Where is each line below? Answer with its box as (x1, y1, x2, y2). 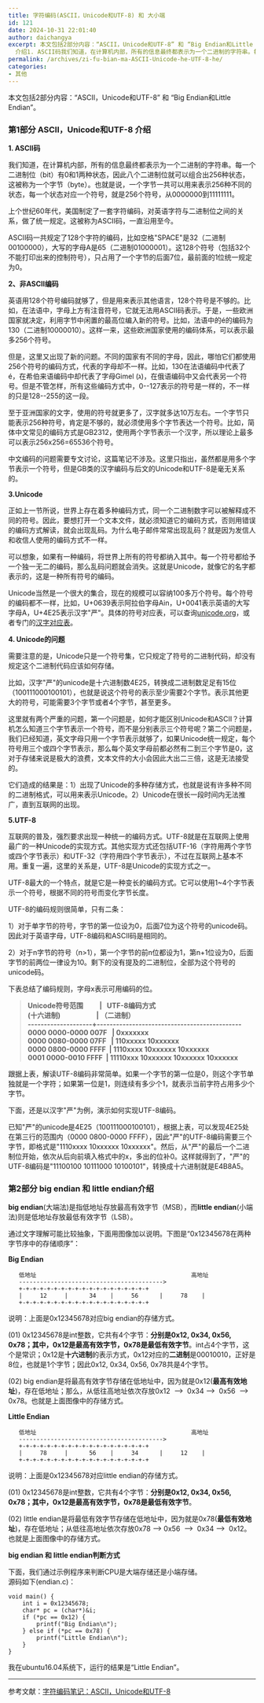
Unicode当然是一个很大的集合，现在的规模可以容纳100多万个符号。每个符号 (8, 588, 254, 598)
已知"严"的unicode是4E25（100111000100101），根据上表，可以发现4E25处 (8, 1122, 250, 1131)
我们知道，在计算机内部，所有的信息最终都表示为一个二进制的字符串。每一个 (8, 160, 256, 169)
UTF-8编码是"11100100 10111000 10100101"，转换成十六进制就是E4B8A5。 (8, 1161, 248, 1170)
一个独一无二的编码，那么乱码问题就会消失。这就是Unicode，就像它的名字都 (8, 562, 256, 571)
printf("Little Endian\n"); (36, 1634, 128, 1642)
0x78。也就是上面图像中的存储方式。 (8, 1396, 128, 1406)
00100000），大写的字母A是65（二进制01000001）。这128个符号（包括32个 (8, 242, 251, 252)
